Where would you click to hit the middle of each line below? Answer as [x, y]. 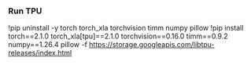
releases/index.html [40, 53]
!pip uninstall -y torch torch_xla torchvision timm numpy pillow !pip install [126, 28]
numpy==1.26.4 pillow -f [48, 45]
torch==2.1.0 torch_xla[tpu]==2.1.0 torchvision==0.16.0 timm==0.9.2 [118, 36]
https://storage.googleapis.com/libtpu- [152, 45]
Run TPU [25, 11]
